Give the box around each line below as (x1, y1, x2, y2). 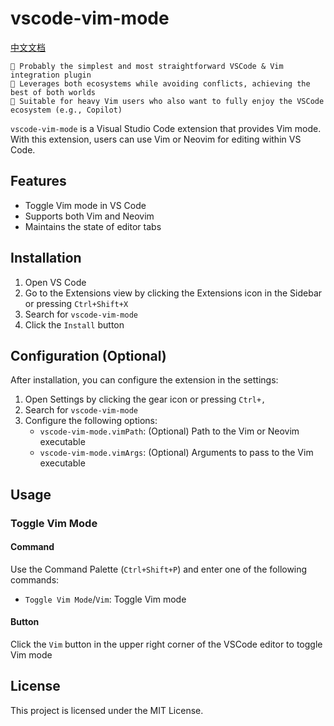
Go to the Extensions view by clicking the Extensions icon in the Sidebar (24, 287, 323, 299)
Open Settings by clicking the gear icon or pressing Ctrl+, (24, 393, 267, 406)
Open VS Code (24, 276, 87, 288)
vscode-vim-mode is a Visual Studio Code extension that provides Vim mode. (10, 122, 322, 134)
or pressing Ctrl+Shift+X (24, 297, 129, 309)
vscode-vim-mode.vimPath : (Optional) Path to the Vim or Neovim (39, 425, 300, 437)
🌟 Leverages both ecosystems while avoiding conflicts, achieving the (10, 78, 311, 89)
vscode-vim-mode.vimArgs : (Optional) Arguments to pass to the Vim (39, 447, 314, 459)
